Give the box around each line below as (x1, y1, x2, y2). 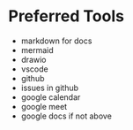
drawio (20, 54, 47, 65)
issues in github (20, 82, 79, 93)
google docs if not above (20, 111, 112, 121)
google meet (20, 101, 68, 111)
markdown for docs (20, 35, 92, 46)
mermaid (20, 44, 54, 55)
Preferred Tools (8, 6, 125, 27)
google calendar (20, 91, 81, 103)
